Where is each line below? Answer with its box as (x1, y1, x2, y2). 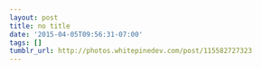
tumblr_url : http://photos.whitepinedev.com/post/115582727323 (9, 47, 253, 56)
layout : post (9, 13, 59, 22)
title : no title (9, 22, 70, 30)
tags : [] (9, 38, 42, 47)
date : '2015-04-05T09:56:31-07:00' (9, 30, 144, 39)
